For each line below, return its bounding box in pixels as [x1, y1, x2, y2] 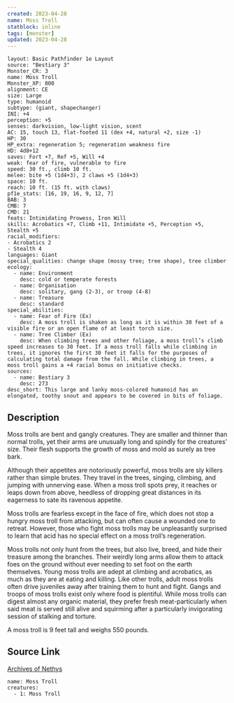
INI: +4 [7, 111, 30, 118]
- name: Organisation [13, 282, 77, 289]
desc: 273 [20, 380, 49, 387]
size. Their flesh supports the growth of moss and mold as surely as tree [7, 445, 216, 453]
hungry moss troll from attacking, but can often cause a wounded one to [7, 516, 216, 525]
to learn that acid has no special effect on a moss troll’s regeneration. [7, 531, 206, 540]
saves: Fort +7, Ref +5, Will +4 [7, 153, 105, 161]
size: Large [7, 92, 42, 99]
